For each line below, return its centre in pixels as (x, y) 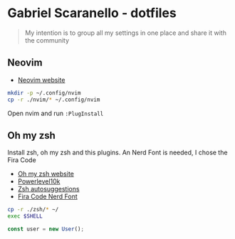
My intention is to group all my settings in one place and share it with (125, 33)
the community (47, 40)
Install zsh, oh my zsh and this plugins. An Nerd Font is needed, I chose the (117, 153)
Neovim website (41, 80)
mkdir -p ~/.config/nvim (44, 93)
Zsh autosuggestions (48, 189)
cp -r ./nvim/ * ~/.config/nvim (54, 100)
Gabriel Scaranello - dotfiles (92, 13)
